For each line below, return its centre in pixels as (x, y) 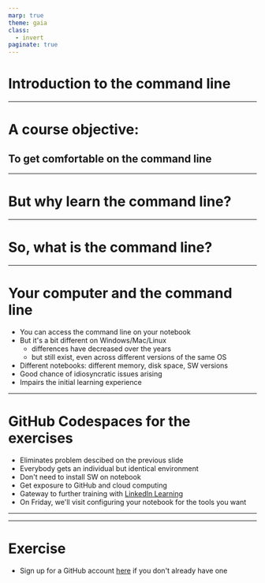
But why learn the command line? (120, 202)
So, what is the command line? (110, 247)
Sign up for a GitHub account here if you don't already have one (123, 570)
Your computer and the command (120, 293)
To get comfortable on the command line (110, 159)
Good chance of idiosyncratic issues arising (91, 374)
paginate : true (33, 45)
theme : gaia (28, 23)
